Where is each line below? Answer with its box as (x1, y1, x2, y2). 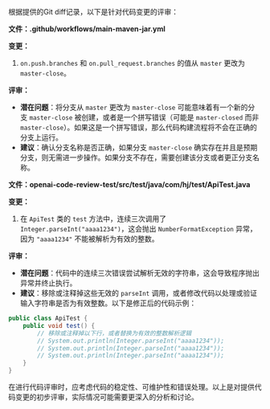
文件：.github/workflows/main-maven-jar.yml (8, 24, 166, 34)
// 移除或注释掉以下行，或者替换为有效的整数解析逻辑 (37, 329, 192, 337)
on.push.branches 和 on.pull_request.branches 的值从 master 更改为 (19, 59, 245, 67)
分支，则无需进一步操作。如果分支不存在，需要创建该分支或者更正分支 (19, 153, 253, 162)
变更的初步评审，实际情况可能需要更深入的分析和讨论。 (14, 392, 198, 402)
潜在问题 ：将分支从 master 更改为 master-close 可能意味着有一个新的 (19, 103, 248, 112)
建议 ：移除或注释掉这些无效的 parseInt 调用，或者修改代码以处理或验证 (19, 288, 257, 297)
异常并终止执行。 (19, 278, 77, 288)
